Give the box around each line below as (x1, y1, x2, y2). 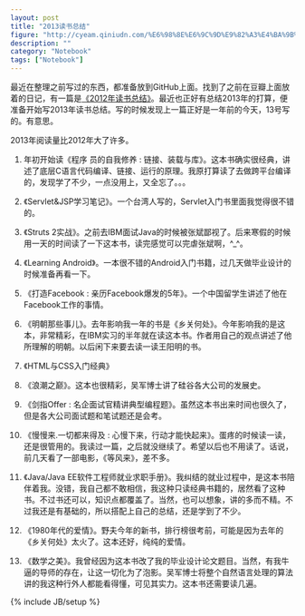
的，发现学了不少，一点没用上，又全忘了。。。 (23, 177, 191, 187)
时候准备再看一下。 (23, 269, 96, 279)
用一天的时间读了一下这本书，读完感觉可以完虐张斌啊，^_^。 (23, 238, 248, 249)
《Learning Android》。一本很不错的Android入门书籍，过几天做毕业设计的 (23, 258, 292, 268)
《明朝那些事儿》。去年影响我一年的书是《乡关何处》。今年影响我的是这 (23, 318, 286, 329)
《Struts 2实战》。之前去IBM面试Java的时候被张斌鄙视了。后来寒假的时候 (23, 227, 291, 237)
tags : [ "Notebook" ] (10, 55, 84, 64)
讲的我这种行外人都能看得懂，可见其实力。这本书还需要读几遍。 (23, 578, 262, 589)
